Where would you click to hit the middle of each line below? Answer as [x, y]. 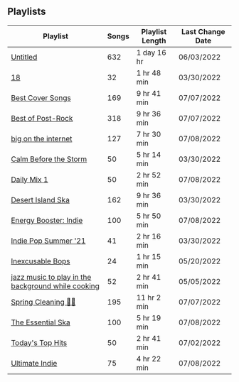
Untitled [24, 57]
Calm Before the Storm [49, 159]
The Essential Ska [41, 322]
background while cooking [55, 285]
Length [154, 40]
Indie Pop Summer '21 [48, 241]
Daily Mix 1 [30, 179]
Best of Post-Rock [42, 118]
